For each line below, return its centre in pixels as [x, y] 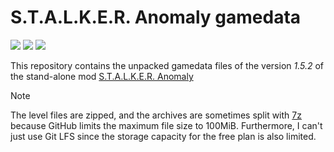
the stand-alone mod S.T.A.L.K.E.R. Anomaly [102, 76]
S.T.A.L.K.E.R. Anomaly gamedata [156, 17]
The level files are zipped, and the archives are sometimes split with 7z [156, 115]
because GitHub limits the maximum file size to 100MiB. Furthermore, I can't [166, 125]
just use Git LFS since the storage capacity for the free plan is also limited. [163, 136]
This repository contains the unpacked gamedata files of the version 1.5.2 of [167, 65]
